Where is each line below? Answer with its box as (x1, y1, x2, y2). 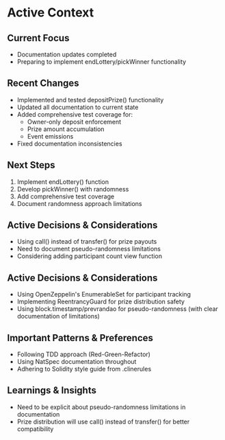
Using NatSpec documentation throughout (16, 358, 137, 366)
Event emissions (27, 132, 74, 140)
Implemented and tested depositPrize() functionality (16, 95, 164, 104)
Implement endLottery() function (16, 177, 109, 186)
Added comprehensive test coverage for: (16, 110, 133, 118)
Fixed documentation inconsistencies (16, 139, 122, 148)
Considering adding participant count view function (16, 252, 163, 260)
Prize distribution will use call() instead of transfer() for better (16, 417, 190, 426)
